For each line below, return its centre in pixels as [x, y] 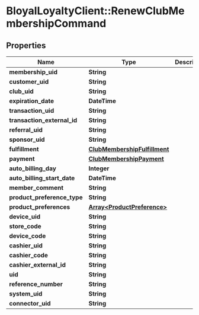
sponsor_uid [27, 139]
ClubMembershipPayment [126, 159]
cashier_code [29, 255]
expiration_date [32, 101]
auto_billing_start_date [42, 178]
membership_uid [33, 72]
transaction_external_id [43, 120]
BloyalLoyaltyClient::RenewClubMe [95, 11]
